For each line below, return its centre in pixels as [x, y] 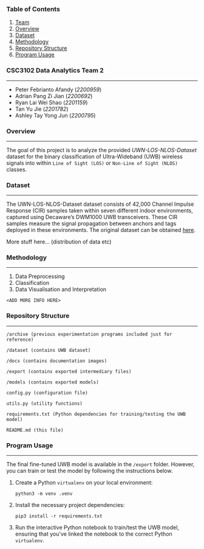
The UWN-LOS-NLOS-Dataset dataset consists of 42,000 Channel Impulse [100, 204]
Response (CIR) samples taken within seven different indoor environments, [100, 211]
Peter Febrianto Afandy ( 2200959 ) [58, 89]
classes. [17, 169]
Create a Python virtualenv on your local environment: [84, 483]
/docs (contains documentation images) [57, 361]
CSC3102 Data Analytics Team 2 [55, 71]
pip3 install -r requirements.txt [59, 516]
